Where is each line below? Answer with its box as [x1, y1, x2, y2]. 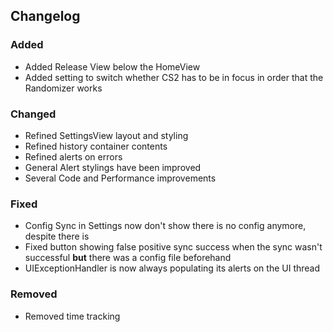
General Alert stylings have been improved [24, 161, 202, 173]
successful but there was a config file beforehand [24, 252, 232, 264]
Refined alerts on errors [24, 150, 123, 163]
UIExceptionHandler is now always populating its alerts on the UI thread [24, 262, 321, 274]
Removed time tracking [24, 310, 121, 322]
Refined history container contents [24, 140, 168, 152]
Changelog [10, 8, 81, 25]
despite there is [24, 230, 90, 243]
